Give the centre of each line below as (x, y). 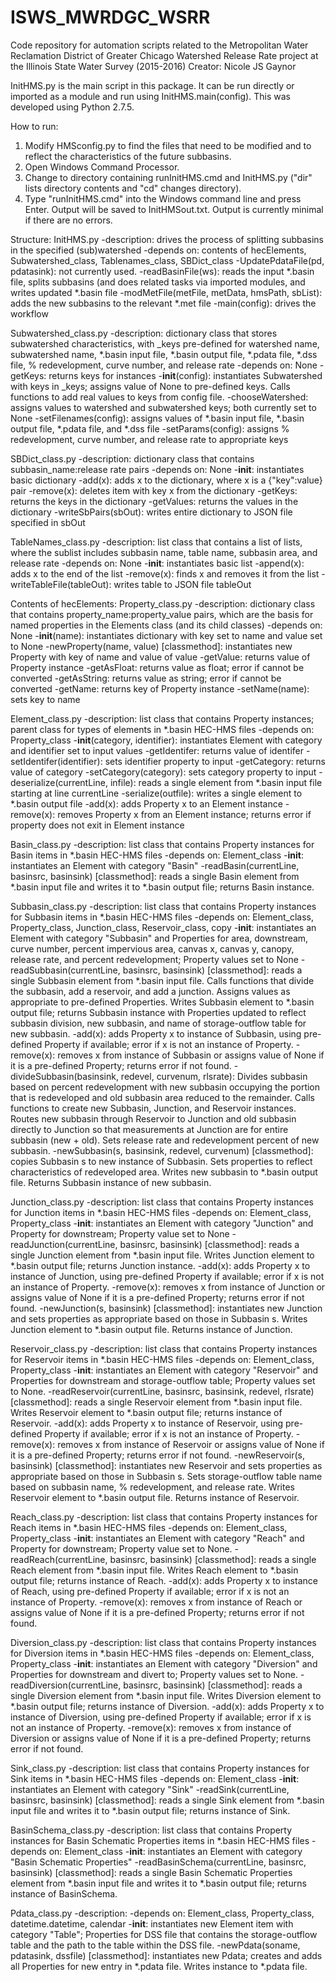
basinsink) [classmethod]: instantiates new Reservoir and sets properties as (166, 1465)
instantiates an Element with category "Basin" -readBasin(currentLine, (155, 865)
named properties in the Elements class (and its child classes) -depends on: (166, 625)
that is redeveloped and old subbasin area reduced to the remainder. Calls (162, 1097)
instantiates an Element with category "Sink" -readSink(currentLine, (150, 1789)
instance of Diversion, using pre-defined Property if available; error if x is (161, 1717)
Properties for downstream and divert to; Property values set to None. (154, 1674)
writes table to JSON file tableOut (182, 584)
